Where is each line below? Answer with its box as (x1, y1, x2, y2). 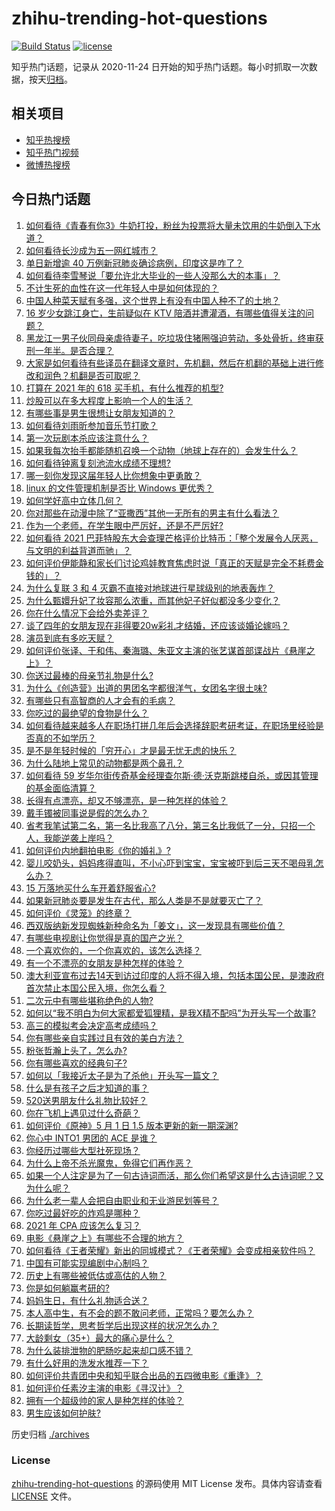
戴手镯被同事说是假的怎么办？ (25, 807, 149, 819)
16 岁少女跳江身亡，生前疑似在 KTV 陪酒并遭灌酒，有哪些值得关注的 (25, 307, 306, 319)
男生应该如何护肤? (25, 1407, 101, 1419)
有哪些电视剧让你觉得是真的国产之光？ (25, 932, 184, 944)
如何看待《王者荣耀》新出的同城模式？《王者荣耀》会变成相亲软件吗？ (25, 1244, 316, 1256)
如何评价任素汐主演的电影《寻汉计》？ (25, 1382, 184, 1394)
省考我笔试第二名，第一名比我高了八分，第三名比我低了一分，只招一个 (25, 819, 316, 831)
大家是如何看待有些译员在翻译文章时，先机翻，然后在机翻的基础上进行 (25, 357, 316, 369)
